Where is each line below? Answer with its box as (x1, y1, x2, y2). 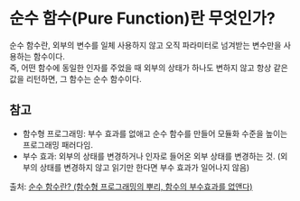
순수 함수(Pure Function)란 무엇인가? (9, 8, 276, 29)
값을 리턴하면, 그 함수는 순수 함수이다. (9, 73, 142, 84)
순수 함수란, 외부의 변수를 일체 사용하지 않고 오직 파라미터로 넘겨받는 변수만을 (9, 40, 282, 50)
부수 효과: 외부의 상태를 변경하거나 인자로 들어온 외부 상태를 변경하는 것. (22, 151, 276, 161)
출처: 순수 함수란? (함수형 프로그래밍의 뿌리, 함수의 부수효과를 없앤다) (9, 181, 253, 192)
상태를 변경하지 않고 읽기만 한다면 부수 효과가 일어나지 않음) (39, 161, 250, 172)
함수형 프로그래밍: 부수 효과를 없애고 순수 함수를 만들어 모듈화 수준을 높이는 (22, 128, 288, 139)
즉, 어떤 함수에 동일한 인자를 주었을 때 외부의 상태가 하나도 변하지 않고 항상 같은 (9, 62, 289, 73)
